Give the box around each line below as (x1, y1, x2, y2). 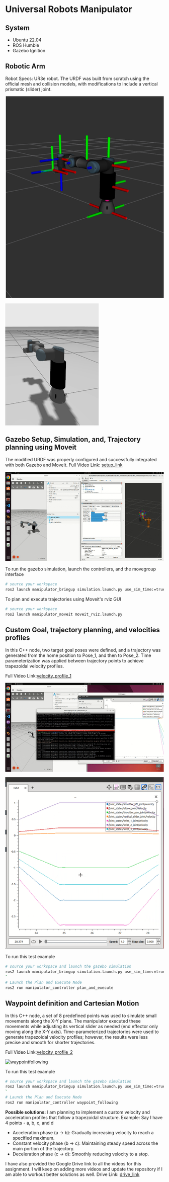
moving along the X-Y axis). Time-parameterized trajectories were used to (5, 1029, 159, 1035)
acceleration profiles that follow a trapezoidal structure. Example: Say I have (5, 1114, 163, 1120)
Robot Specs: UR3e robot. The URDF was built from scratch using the (5, 75, 149, 81)
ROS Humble (12, 42, 39, 48)
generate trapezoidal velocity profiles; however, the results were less (5, 1034, 148, 1040)
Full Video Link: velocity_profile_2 (5, 1049, 73, 1055)
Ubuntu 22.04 (12, 37, 42, 43)
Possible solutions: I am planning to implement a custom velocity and (5, 1109, 150, 1115)
